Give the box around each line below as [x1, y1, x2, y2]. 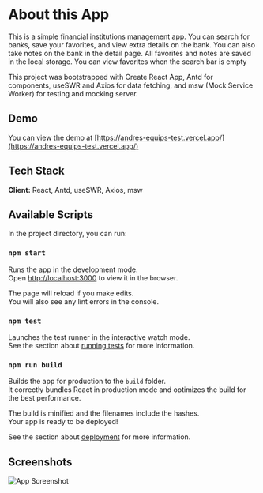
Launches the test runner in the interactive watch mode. [8, 332, 191, 341]
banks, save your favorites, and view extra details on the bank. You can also [8, 40, 255, 49]
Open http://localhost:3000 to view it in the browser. [8, 273, 178, 282]
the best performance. [8, 393, 81, 403]
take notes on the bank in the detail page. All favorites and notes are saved [8, 48, 251, 58]
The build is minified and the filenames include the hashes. [8, 408, 200, 418]
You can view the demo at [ [8, 133, 97, 142]
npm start [8, 249, 46, 258]
